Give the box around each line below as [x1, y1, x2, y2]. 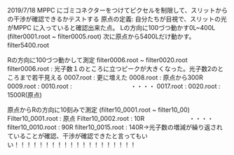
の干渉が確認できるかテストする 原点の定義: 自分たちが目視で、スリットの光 [7, 15, 228, 23]
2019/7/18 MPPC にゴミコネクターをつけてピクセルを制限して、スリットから [7, 6, 228, 14]
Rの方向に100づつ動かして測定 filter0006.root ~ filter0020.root [7, 56, 188, 64]
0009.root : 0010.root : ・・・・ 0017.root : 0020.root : [7, 82, 221, 90]
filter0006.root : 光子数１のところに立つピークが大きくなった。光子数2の [7, 65, 218, 73]
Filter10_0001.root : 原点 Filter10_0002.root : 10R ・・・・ [7, 115, 214, 122]
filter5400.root [7, 41, 50, 49]
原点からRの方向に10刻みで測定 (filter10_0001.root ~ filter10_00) [7, 105, 191, 114]
